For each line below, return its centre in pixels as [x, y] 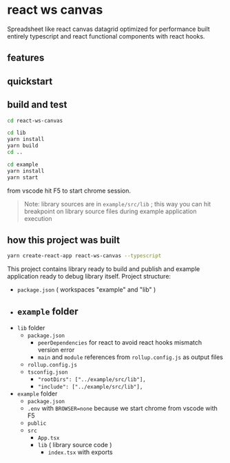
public [37, 424]
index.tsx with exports [80, 452]
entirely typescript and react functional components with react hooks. [106, 36]
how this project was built [64, 240]
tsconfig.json [48, 373]
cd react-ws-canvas [35, 120]
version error [56, 350]
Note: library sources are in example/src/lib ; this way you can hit [117, 204]
